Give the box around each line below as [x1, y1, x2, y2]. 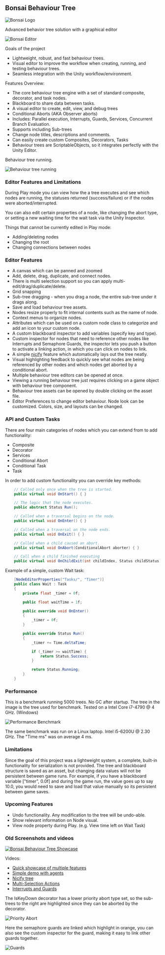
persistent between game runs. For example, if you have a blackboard [5, 773, 147, 779]
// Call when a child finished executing [14, 554, 100, 559]
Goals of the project [5, 45, 46, 51]
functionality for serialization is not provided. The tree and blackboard [5, 762, 146, 768]
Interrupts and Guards [12, 886, 57, 892]
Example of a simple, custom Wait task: [5, 568, 84, 574]
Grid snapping [12, 289, 41, 294]
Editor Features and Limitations [5, 178, 82, 185]
